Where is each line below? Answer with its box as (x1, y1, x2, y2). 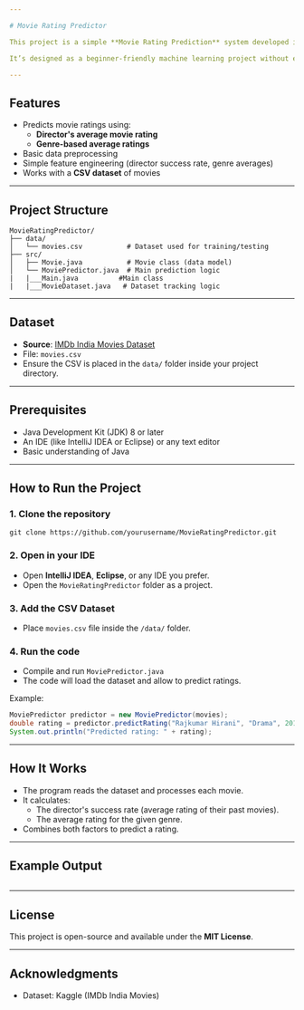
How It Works (9, 761, 88, 776)
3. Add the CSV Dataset (9, 601, 115, 614)
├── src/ (9, 250, 43, 259)
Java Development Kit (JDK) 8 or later (22, 427, 165, 438)
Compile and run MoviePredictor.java (22, 666, 165, 677)
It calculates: (22, 794, 71, 805)
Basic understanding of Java (22, 446, 129, 457)
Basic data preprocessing (22, 149, 119, 159)
